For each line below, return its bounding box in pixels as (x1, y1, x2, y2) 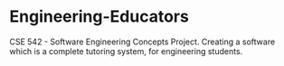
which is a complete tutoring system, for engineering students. (9, 45, 243, 56)
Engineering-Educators (9, 6, 190, 27)
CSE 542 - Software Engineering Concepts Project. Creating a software (9, 36, 276, 47)
